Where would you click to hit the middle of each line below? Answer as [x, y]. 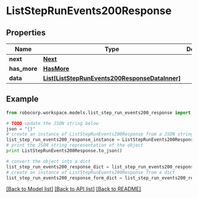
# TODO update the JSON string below [52, 123]
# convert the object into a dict [49, 161]
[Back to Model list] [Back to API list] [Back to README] [74, 189]
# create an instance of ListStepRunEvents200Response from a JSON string [100, 134]
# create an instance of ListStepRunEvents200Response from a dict [91, 172]
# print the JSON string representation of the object [75, 146]
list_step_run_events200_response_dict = [58, 167]
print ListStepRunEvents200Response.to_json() [64, 151]
